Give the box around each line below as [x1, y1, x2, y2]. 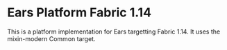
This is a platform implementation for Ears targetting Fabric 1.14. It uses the [7, 27, 221, 36]
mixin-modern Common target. [7, 34, 96, 42]
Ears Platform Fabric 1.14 [7, 5, 151, 21]
